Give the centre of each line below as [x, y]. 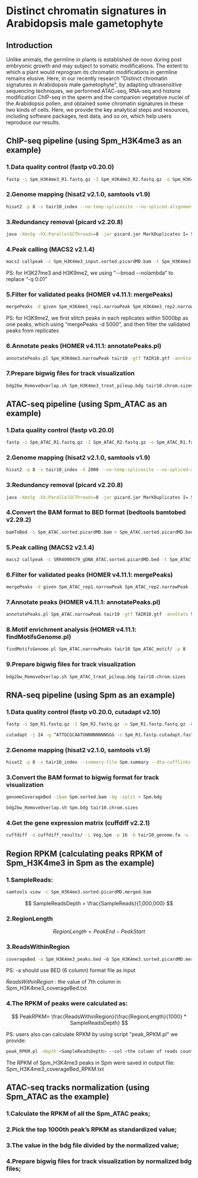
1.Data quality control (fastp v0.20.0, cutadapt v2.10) [83, 712]
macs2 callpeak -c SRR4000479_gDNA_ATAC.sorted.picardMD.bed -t [87, 559]
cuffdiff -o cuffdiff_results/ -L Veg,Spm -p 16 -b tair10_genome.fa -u [97, 835]
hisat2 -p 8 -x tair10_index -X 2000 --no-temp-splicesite [80, 470]
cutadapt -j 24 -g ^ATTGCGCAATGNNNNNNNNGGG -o [64, 735]
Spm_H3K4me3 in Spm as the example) [80, 863]
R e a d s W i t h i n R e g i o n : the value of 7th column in [64, 982]
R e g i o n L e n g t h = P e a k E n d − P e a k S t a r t [99, 932]
